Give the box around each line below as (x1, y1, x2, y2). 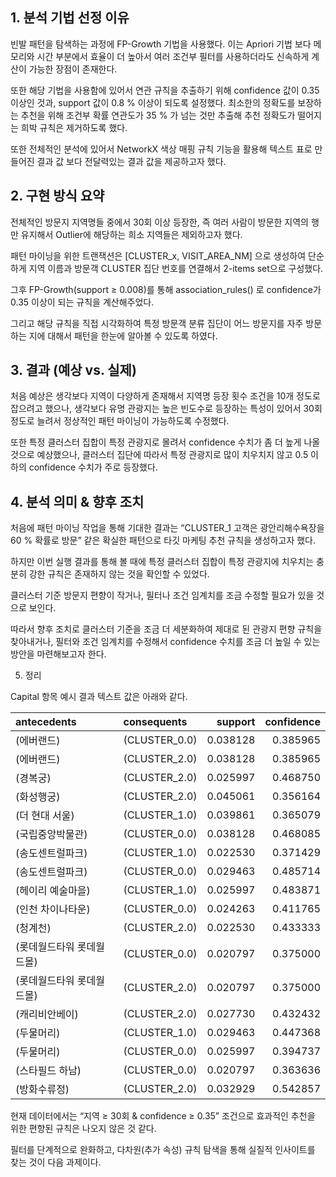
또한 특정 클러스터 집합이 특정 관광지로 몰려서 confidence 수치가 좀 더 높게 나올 (10, 436, 321, 448)
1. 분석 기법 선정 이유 (10, 9, 130, 27)
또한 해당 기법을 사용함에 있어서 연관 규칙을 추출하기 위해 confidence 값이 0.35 (10, 84, 320, 96)
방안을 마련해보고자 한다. (10, 648, 107, 660)
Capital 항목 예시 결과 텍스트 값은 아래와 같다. (10, 691, 188, 703)
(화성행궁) (15, 790, 61, 804)
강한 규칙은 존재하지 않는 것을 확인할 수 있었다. (28, 568, 210, 580)
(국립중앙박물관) (15, 828, 88, 842)
